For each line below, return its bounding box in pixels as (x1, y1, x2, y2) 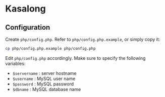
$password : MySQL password (12, 81, 74, 87)
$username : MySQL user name (12, 75, 76, 81)
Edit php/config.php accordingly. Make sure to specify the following (5, 55, 146, 61)
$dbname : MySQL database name (12, 86, 81, 92)
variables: (5, 60, 26, 66)
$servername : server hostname (12, 70, 77, 76)
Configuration (5, 23, 50, 32)
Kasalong (5, 3, 46, 15)
